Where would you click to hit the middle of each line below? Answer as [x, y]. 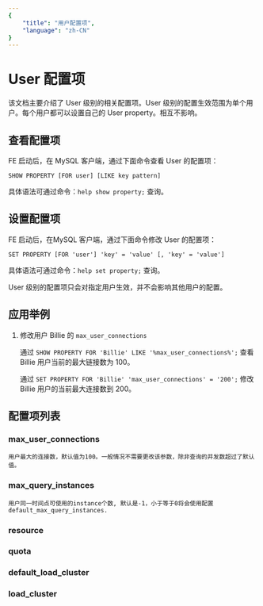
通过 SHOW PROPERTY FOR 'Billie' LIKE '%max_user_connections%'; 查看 [137, 352]
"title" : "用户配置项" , [59, 23]
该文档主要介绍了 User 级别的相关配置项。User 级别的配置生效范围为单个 [128, 103]
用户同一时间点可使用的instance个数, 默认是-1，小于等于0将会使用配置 [111, 503]
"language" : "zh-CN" [56, 30]
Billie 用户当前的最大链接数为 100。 [77, 362]
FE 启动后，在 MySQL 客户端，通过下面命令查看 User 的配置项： [113, 161]
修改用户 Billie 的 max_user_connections [83, 335]
